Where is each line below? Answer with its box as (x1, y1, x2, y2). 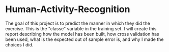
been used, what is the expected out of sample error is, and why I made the (5, 36, 164, 42)
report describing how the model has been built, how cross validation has (5, 31, 159, 37)
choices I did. (5, 41, 34, 47)
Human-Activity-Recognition (5, 4, 130, 15)
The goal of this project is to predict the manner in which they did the (5, 20, 150, 26)
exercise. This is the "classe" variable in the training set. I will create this (5, 25, 157, 31)
